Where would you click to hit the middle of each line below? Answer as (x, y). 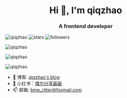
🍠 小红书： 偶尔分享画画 (37, 84)
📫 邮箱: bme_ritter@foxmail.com (47, 90)
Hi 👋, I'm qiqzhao (86, 10)
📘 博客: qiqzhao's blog (36, 77)
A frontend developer (86, 26)
